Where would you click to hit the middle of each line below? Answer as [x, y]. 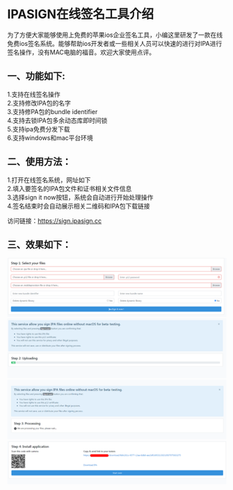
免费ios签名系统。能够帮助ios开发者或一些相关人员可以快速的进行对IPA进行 [115, 43]
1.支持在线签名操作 [34, 94]
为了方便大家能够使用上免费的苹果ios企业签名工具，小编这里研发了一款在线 [115, 35]
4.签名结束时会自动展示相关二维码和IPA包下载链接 [79, 206]
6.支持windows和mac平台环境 [50, 138]
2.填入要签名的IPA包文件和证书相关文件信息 [70, 188]
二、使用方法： [39, 162]
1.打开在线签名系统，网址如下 [49, 180]
